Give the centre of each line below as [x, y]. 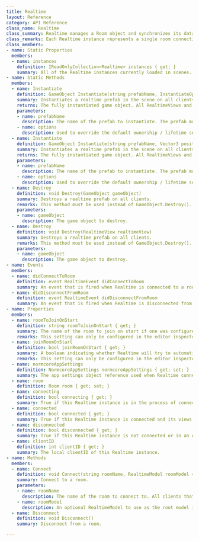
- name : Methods [26, 458]
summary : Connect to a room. [53, 480]
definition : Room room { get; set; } [63, 386]
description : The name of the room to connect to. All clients [102, 496]
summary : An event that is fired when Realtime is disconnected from [105, 304]
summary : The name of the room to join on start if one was [92, 331]
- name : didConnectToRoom [44, 276]
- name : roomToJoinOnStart [45, 320]
